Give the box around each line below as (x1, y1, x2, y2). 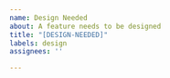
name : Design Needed (9, 13, 89, 23)
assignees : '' (9, 47, 64, 56)
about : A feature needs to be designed (9, 22, 162, 31)
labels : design (9, 38, 68, 48)
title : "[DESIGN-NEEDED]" (9, 30, 108, 39)
